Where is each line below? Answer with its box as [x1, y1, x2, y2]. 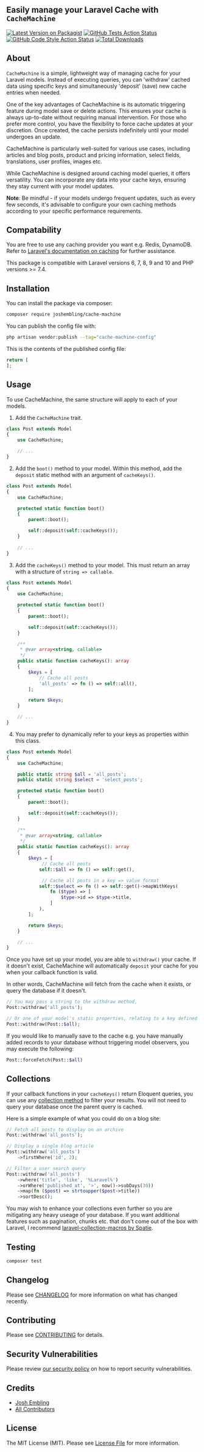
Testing [6, 1242, 36, 1252]
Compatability [6, 225, 62, 235]
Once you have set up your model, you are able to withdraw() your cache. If [6, 956, 197, 963]
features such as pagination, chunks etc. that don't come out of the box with [6, 1218, 198, 1225]
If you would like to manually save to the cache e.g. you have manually [6, 1032, 183, 1039]
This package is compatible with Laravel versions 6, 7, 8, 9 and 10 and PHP [6, 259, 194, 267]
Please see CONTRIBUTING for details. [6, 1331, 105, 1339]
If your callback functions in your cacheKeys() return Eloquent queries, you [6, 1090, 194, 1097]
